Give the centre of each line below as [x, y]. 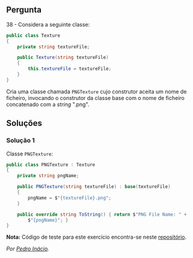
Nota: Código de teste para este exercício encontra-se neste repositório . [96, 237]
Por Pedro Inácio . [28, 249]
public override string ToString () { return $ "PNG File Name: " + [102, 214]
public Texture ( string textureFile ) [63, 58]
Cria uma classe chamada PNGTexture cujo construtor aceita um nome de [96, 91]
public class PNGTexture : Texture [51, 165]
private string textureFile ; [54, 47]
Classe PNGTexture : [29, 154]
